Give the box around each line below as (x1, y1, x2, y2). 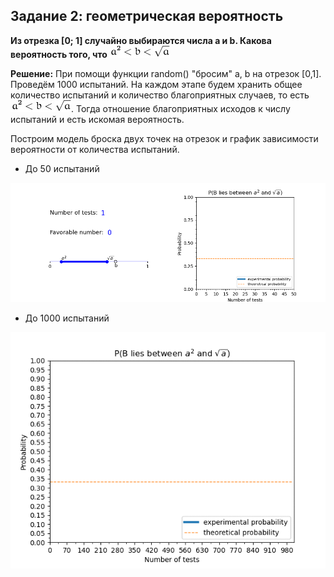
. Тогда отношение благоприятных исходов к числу (71, 102, 291, 114)
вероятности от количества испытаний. (10, 143, 180, 155)
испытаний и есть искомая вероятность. (10, 113, 185, 125)
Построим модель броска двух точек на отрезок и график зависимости (10, 132, 319, 144)
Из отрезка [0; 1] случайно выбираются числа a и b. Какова (10, 34, 272, 46)
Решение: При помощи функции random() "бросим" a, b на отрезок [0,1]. (10, 67, 322, 79)
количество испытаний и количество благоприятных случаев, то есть (10, 89, 310, 101)
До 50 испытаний (24, 162, 100, 174)
